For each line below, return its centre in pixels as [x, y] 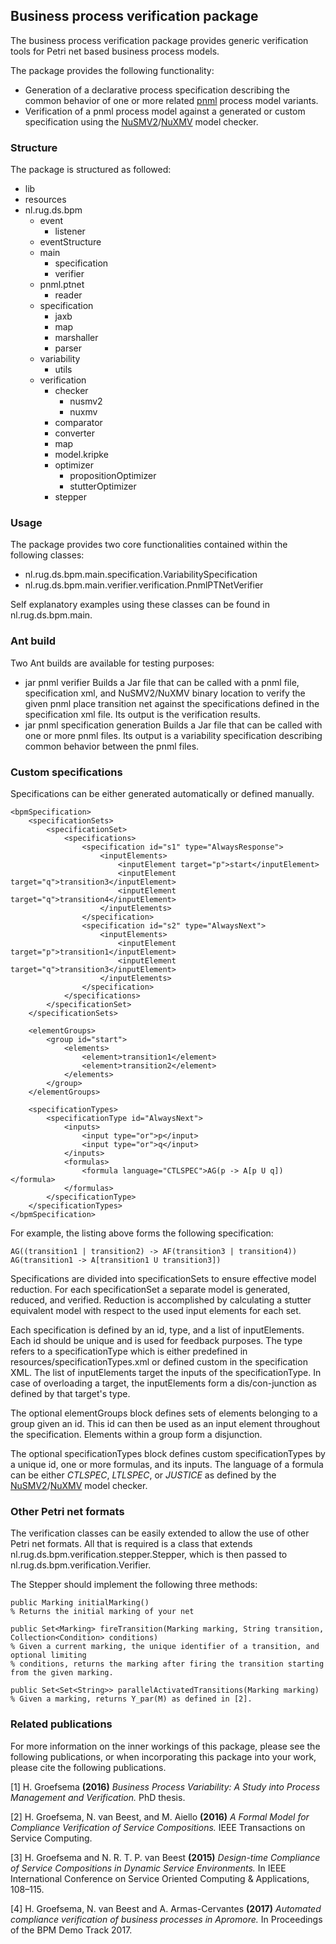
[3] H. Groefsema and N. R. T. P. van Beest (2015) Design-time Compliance [165, 1857]
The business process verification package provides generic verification [159, 40]
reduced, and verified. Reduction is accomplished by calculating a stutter [161, 1300]
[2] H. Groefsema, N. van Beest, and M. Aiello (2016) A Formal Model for [160, 1816]
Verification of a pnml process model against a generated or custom [165, 111]
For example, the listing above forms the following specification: [142, 1233]
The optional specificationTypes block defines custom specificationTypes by [168, 1453]
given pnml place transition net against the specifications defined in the [172, 703]
